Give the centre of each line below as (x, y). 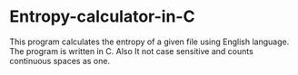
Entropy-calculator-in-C (102, 17)
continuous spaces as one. (60, 61)
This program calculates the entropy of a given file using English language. (149, 42)
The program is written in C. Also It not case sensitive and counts (132, 51)
